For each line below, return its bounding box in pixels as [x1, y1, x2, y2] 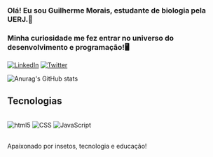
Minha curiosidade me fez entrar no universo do [7, 33, 174, 43]
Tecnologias [7, 95, 62, 107]
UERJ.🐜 [7, 14, 33, 24]
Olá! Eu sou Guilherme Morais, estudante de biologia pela [7, 6, 207, 15]
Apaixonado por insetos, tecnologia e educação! [7, 142, 147, 151]
